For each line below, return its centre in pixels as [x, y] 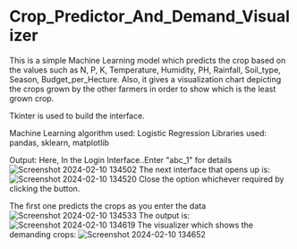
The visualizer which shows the [195, 225]
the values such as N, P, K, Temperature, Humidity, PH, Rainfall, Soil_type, [145, 70]
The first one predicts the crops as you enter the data [108, 206]
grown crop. [32, 98]
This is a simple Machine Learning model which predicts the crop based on [148, 60]
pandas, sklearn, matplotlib [59, 142]
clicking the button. [45, 188]
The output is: [164, 215]
